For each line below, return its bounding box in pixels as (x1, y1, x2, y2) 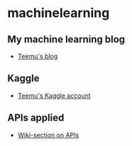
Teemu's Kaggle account (17, 91, 91, 100)
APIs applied (7, 112, 65, 124)
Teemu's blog (17, 52, 58, 60)
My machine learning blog (7, 33, 126, 45)
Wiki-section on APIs (17, 130, 79, 139)
